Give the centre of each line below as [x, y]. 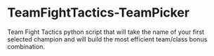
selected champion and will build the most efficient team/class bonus [107, 39]
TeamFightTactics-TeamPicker [99, 13]
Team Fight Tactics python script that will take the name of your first [106, 32]
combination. [26, 46]
